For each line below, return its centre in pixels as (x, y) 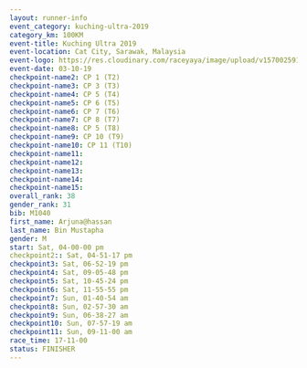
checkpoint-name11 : (47, 153)
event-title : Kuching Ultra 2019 (73, 43)
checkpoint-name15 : (47, 188)
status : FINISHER (42, 349)
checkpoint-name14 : (47, 179)
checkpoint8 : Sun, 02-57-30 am (69, 307)
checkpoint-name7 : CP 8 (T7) (65, 120)
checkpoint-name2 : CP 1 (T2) (65, 78)
